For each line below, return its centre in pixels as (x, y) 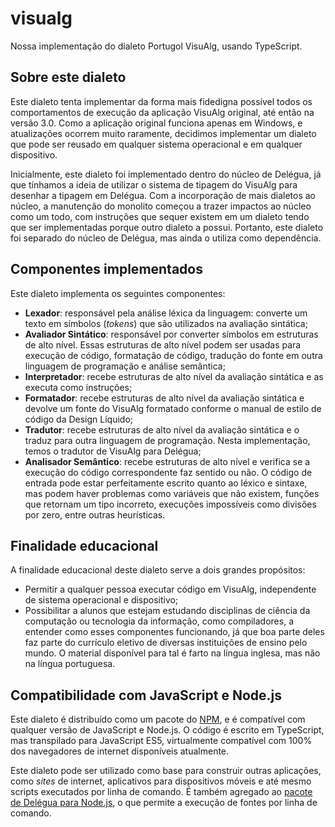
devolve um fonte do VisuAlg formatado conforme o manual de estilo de (173, 408)
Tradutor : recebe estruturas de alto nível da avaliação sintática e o (162, 429)
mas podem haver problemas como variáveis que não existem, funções (172, 493)
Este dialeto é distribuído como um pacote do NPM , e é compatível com (158, 719)
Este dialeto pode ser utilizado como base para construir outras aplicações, (166, 771)
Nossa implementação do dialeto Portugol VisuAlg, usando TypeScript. (156, 46)
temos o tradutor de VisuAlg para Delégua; (113, 451)
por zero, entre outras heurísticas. (95, 514)
